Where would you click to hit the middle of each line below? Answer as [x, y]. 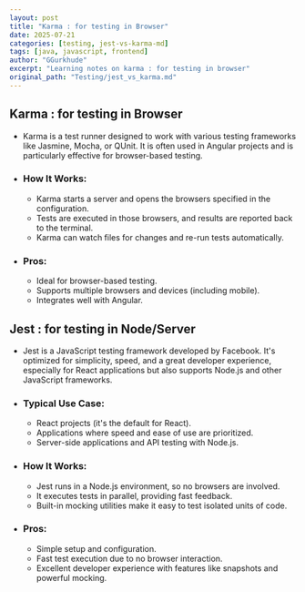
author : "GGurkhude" [49, 60]
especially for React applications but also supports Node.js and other [152, 370]
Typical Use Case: [63, 403]
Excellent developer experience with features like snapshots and [157, 568]
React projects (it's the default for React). [113, 424]
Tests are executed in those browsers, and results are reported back [164, 218]
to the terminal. [65, 228]
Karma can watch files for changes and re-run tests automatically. [160, 237]
